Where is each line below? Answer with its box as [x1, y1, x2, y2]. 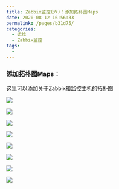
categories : [6, 26, 36, 32]
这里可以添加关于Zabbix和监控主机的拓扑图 [6, 84, 114, 92]
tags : [6, 43, 20, 49]
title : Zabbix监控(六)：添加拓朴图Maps [6, 9, 98, 15]
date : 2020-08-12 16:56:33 [6, 15, 74, 21]
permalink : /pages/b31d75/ [6, 20, 74, 26]
